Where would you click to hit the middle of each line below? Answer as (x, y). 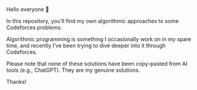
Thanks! (16, 82)
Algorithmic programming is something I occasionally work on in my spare (99, 39)
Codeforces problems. (34, 27)
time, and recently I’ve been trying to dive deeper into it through (86, 46)
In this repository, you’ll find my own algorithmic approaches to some (92, 21)
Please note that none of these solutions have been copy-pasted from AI (97, 64)
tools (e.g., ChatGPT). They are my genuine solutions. (73, 70)
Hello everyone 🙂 (28, 9)
